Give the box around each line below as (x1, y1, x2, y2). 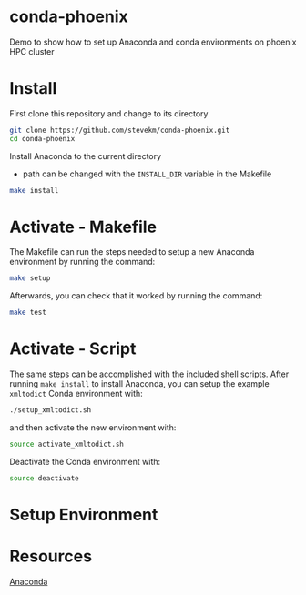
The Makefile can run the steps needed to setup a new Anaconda (9, 247, 255, 257)
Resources (9, 546, 93, 567)
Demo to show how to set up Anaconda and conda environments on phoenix (9, 36, 297, 47)
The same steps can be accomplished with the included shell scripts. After (9, 368, 290, 379)
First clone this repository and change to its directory (9, 107, 209, 119)
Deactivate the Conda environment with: (9, 456, 161, 467)
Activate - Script (9, 338, 137, 359)
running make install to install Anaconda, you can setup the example (9, 378, 270, 389)
